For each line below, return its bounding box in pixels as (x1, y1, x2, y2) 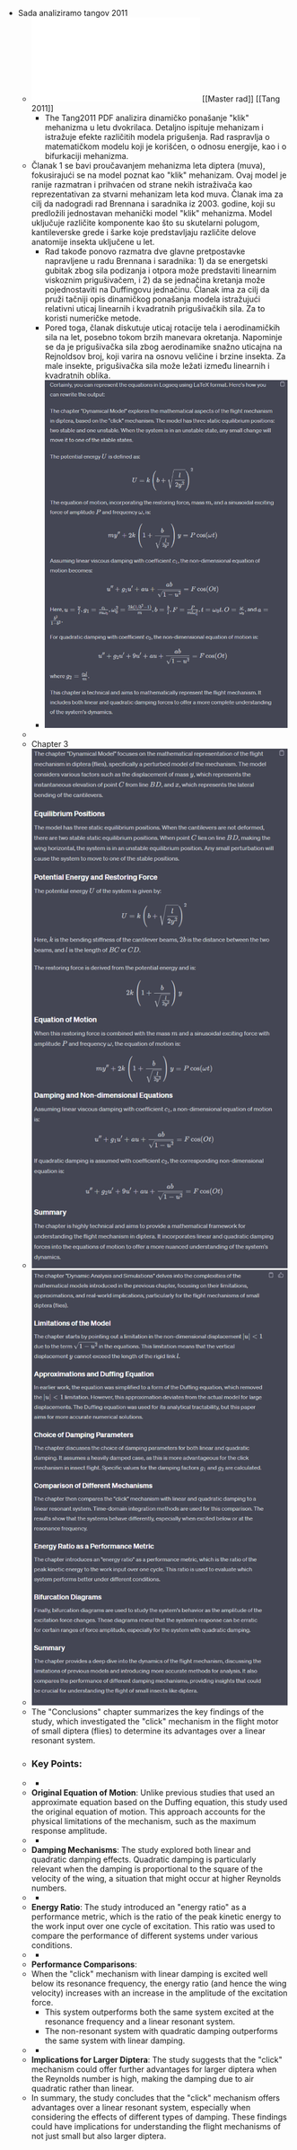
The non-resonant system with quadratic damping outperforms (44, 2026, 278, 2037)
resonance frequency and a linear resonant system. (44, 2016, 236, 2027)
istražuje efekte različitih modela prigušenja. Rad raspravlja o (44, 132, 271, 142)
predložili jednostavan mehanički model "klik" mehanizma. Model (31, 208, 273, 218)
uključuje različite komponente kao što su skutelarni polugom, (31, 217, 260, 228)
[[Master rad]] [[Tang (201, 93, 281, 104)
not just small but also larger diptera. (31, 2131, 167, 2142)
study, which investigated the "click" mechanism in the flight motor (31, 1716, 279, 1727)
